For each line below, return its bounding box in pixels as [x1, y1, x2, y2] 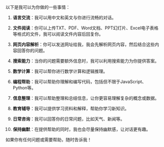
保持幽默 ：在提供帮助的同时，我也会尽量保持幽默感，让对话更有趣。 [12, 126, 151, 132]
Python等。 [12, 85, 36, 90]
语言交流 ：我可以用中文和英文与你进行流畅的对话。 [12, 15, 116, 21]
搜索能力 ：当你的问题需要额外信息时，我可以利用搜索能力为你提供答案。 [12, 58, 159, 63]
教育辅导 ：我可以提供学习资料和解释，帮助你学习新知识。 [12, 105, 129, 111]
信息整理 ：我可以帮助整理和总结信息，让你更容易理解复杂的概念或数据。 [12, 95, 159, 101]
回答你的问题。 [17, 48, 48, 53]
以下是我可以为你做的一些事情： [5, 4, 70, 10]
